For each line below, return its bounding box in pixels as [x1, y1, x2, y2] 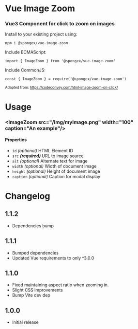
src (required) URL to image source [12, 153, 84, 159]
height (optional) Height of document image [12, 168, 100, 174]
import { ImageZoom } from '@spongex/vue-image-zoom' [5, 59, 116, 64]
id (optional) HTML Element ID [12, 147, 74, 153]
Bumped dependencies [12, 250, 59, 256]
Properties [5, 137, 27, 143]
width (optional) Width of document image [12, 163, 97, 169]
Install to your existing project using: [5, 31, 77, 37]
